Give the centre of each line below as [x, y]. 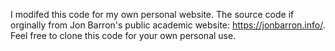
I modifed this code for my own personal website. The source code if [152, 14]
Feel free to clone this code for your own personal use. [123, 35]
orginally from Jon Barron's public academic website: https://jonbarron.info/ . [168, 25]
